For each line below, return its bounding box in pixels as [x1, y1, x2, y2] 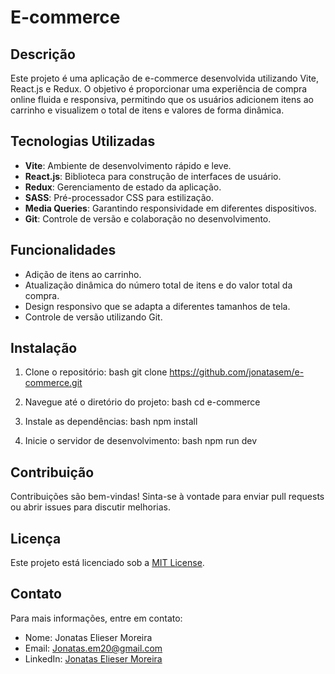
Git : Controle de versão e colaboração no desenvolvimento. [24, 212, 272, 225]
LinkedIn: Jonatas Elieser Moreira [24, 652, 163, 665]
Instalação [10, 340, 78, 357]
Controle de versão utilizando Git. [24, 311, 163, 323]
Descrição [10, 46, 76, 63]
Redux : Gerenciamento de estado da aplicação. [24, 181, 222, 193]
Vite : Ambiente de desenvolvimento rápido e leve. [24, 159, 232, 171]
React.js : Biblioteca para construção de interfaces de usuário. [24, 170, 282, 182]
